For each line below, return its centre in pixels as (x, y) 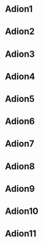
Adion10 (22, 211)
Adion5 (20, 99)
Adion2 (20, 32)
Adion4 (20, 76)
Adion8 (20, 166)
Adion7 (20, 144)
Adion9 (20, 189)
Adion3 (20, 54)
